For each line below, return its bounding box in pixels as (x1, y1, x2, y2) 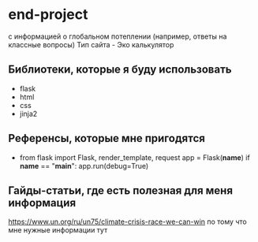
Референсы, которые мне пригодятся (8, 132, 205, 145)
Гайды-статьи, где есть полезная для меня (8, 184, 234, 197)
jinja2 (19, 109, 38, 118)
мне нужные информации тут (8, 225, 108, 235)
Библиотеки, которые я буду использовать (8, 63, 232, 76)
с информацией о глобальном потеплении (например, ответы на (8, 32, 227, 41)
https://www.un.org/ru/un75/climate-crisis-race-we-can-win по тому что (8, 217, 247, 226)
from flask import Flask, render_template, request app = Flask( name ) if (19, 152, 250, 162)
